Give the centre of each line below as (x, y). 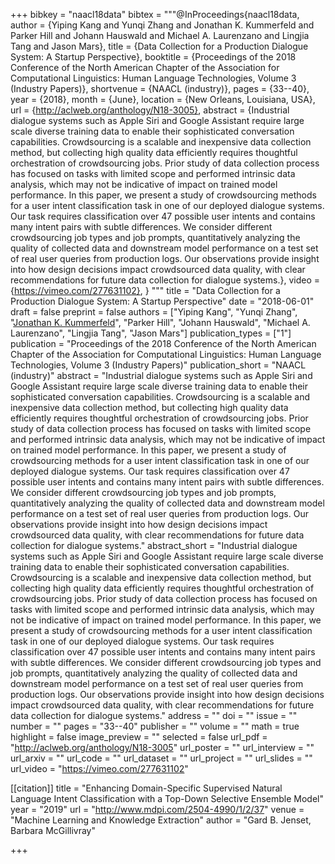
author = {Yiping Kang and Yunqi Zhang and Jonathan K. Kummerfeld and (162, 25)
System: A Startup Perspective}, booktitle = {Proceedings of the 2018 (153, 57)
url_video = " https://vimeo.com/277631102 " (99, 768)
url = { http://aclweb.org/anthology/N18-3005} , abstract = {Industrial (150, 110)
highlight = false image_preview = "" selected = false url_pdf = (139, 737)
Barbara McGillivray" (53, 830)
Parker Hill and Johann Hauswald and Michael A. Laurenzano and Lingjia (160, 35)
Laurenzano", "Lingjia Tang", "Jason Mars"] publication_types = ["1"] (151, 333)
